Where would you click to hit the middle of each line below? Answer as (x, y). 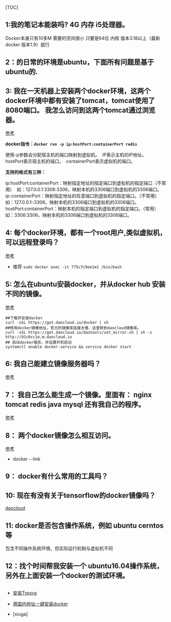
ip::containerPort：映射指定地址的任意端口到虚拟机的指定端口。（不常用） (82, 196)
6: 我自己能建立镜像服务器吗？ (53, 364)
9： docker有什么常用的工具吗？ (57, 476)
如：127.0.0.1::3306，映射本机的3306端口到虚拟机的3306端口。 (72, 203)
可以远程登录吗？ (32, 242)
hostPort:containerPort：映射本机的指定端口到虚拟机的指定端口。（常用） (82, 209)
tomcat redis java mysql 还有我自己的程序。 (75, 404)
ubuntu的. (22, 72)
